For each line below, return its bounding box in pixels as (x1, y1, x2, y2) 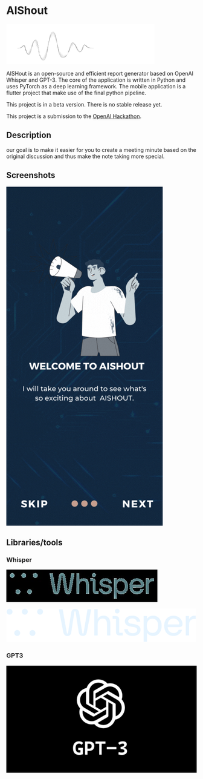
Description (6, 130, 51, 140)
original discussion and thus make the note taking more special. (6, 153, 165, 160)
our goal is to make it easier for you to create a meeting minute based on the (6, 146, 196, 153)
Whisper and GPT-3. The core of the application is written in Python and (6, 76, 186, 84)
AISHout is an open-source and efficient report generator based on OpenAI (6, 70, 194, 77)
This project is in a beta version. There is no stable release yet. (6, 100, 163, 108)
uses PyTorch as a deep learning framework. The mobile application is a (6, 82, 186, 90)
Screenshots (6, 170, 56, 180)
